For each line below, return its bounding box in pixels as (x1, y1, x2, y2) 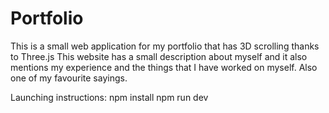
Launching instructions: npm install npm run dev (10, 91, 209, 103)
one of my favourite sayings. (10, 72, 128, 84)
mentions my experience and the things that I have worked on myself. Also (10, 61, 318, 73)
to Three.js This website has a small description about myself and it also (10, 50, 308, 62)
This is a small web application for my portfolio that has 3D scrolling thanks (10, 40, 320, 52)
